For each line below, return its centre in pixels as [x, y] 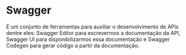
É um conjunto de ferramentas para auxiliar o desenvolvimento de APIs [92, 27]
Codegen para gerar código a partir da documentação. [73, 46]
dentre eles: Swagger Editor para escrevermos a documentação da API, [93, 33]
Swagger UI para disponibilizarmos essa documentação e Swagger [88, 39]
